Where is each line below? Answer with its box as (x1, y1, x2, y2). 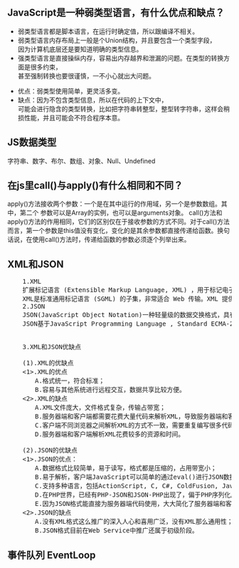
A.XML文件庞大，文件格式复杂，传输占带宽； (34, 403, 166, 412)
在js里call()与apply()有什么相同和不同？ (7, 180, 184, 192)
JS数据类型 (7, 136, 57, 148)
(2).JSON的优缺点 (22, 446, 78, 455)
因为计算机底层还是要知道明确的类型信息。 (17, 45, 143, 53)
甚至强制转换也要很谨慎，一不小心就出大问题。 (17, 71, 155, 80)
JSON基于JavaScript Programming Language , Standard (22, 320, 208, 328)
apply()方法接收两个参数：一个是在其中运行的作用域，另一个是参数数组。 (7, 200, 222, 208)
